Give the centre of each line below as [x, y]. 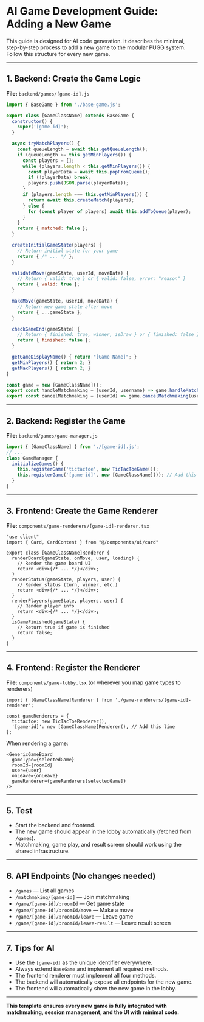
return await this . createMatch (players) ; [81, 200]
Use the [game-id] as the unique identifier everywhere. [84, 962]
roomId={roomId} [32, 765]
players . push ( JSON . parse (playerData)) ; [79, 183]
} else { [33, 206]
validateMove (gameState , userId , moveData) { [70, 273]
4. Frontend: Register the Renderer [73, 668]
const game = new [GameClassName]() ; [54, 385]
